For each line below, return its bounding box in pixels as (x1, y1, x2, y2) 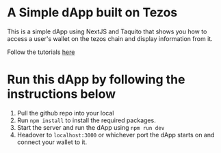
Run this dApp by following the (7, 72, 185, 87)
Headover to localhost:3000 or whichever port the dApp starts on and (16, 130, 215, 139)
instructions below (7, 87, 116, 102)
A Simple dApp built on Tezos (7, 5, 178, 20)
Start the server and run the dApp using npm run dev (16, 123, 165, 131)
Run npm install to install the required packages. (16, 116, 156, 124)
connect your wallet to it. (16, 138, 88, 146)
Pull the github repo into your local (16, 109, 114, 117)
